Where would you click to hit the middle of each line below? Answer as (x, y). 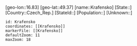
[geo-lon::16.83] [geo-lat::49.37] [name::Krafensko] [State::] (68, 7)
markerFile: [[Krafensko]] (34, 31)
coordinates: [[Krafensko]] (35, 26)
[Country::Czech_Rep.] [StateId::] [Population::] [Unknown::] (69, 13)
